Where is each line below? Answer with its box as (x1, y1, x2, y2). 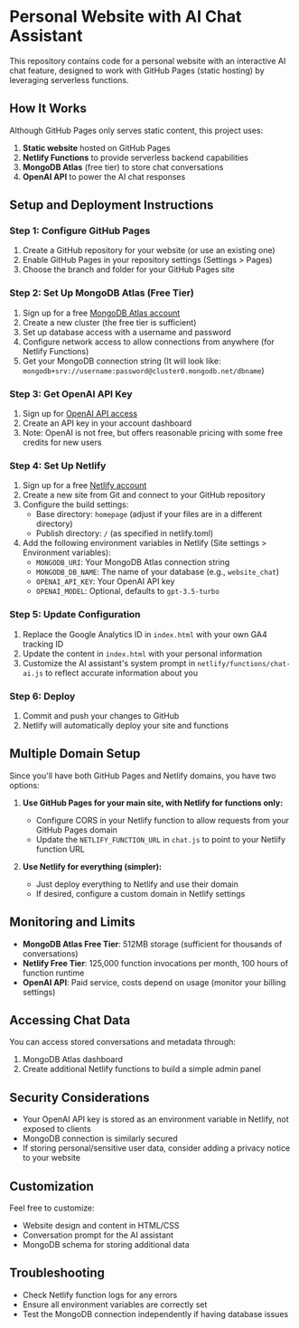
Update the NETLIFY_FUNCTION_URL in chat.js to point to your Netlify (35, 834, 286, 844)
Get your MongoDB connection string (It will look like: (22, 355, 221, 366)
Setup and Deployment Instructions (9, 197, 214, 213)
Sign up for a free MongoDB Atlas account (22, 307, 181, 318)
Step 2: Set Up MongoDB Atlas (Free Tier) (9, 287, 194, 299)
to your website (22, 1153, 81, 1163)
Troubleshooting (9, 1266, 106, 1281)
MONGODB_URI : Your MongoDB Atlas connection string (35, 557, 230, 568)
